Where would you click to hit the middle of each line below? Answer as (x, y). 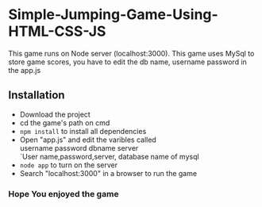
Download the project (55, 114)
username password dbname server (79, 148)
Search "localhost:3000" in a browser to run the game (108, 173)
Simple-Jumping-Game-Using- (113, 15)
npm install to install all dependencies (83, 131)
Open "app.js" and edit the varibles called (88, 140)
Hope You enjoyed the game (64, 194)
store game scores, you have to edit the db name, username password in (128, 62)
